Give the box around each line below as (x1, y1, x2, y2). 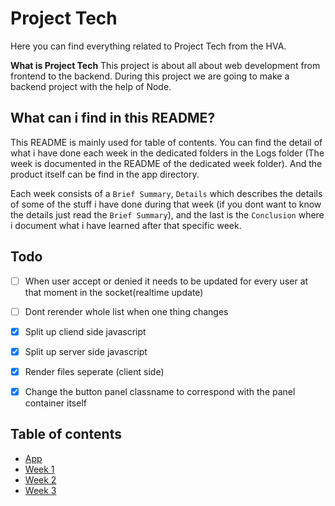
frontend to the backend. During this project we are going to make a (10, 70, 290, 82)
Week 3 (24, 484, 57, 496)
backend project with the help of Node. (10, 80, 172, 92)
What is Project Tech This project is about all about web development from (10, 59, 321, 71)
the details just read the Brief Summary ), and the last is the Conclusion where (10, 208, 325, 221)
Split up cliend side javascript (24, 325, 147, 337)
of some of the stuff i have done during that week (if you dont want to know (10, 198, 322, 210)
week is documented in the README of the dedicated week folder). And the (10, 157, 323, 169)
